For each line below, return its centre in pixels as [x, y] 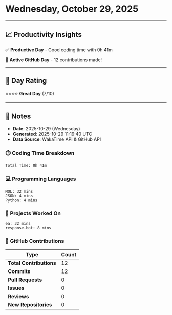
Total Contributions [32, 263]
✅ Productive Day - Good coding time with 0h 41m [59, 50]
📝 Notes [18, 116]
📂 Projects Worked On [33, 213]
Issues [16, 288]
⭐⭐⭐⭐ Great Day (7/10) [30, 93]
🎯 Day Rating [26, 81]
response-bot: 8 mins [28, 228]
